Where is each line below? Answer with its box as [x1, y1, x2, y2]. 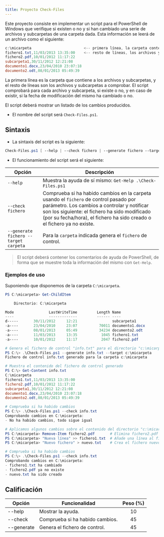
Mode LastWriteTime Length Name [5, 310, 121, 315]
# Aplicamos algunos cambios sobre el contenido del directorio [5, 427, 139, 431]
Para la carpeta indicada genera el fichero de [42, 232, 147, 238]
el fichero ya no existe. [42, 220, 95, 227]
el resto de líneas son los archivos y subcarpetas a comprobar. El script [5, 82, 149, 88]
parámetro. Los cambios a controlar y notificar [42, 202, 149, 209]
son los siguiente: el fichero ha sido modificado [42, 208, 151, 215]
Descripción [85, 169, 114, 175]
